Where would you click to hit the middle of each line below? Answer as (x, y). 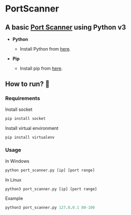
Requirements (23, 98)
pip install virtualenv (30, 137)
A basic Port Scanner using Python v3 (66, 27)
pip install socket (25, 118)
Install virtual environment (32, 128)
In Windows (17, 161)
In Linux (13, 180)
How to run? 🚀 (27, 84)
